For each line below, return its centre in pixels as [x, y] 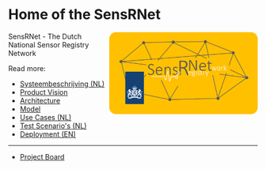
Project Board [42, 156]
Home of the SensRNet [84, 15]
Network [23, 53]
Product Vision [44, 92]
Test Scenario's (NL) [53, 126]
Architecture [40, 100]
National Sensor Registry [49, 44]
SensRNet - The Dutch [45, 36]
